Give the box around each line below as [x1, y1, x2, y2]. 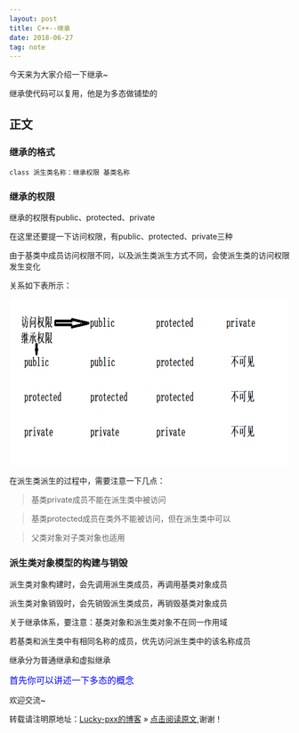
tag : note [9, 43, 46, 52]
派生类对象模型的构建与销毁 [9, 557, 128, 569]
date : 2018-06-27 [9, 33, 74, 42]
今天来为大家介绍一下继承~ [9, 69, 109, 80]
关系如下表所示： [9, 281, 72, 291]
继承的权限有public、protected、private [9, 212, 156, 223]
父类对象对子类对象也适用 [30, 533, 125, 543]
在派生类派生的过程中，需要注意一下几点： [9, 476, 166, 486]
